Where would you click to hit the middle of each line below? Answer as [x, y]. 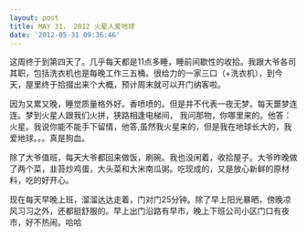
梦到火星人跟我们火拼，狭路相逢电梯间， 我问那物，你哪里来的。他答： [159, 116]
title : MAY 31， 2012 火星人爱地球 [72, 26]
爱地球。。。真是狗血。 [49, 139]
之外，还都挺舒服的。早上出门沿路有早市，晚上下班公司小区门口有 [157, 211]
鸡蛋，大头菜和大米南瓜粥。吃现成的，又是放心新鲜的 [173, 169]
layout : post [34, 18]
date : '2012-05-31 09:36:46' [65, 35]
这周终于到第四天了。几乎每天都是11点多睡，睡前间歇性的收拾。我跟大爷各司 [153, 62]
